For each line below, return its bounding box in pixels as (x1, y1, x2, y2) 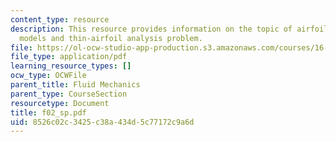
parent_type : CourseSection (10, 89, 128, 99)
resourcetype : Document (10, 98, 110, 108)
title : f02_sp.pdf (10, 107, 87, 118)
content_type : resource (10, 14, 110, 25)
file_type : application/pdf (10, 52, 128, 62)
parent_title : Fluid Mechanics (10, 80, 141, 90)
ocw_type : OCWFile (10, 71, 87, 81)
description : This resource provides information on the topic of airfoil (10, 24, 329, 34)
